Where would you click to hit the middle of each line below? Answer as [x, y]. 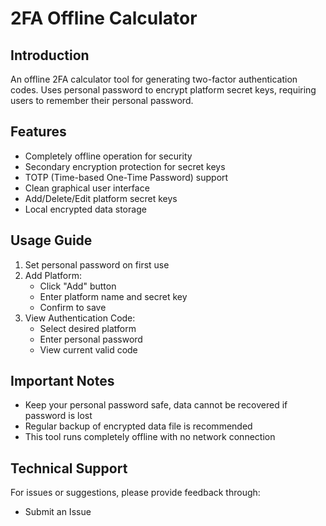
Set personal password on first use [97, 264]
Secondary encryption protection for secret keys [125, 166]
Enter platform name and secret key [113, 296]
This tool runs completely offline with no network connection [150, 437]
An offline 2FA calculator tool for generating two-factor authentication [154, 79]
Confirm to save [73, 307]
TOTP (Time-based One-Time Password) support [126, 177]
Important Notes [62, 381]
